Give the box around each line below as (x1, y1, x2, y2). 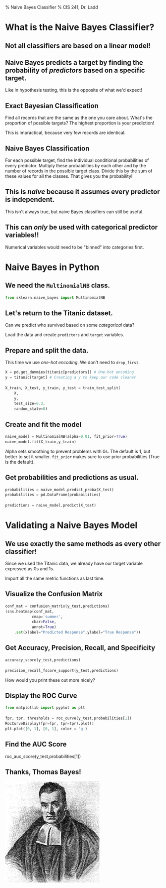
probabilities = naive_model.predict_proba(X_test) (5, 487, 114, 492)
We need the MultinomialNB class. (5, 281, 111, 290)
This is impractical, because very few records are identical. (5, 129, 126, 136)
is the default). (5, 459, 35, 465)
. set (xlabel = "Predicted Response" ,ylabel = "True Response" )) (14, 630, 141, 635)
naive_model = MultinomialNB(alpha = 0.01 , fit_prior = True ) (5, 434, 127, 439)
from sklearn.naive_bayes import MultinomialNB (5, 295, 106, 300)
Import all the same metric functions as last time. (5, 575, 105, 582)
